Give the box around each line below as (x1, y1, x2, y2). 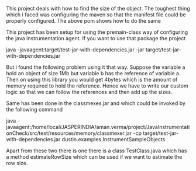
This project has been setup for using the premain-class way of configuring (6, 29, 188, 36)
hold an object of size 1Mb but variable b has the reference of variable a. (6, 70, 181, 76)
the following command (6, 106, 63, 113)
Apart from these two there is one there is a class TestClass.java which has (6, 147, 187, 154)
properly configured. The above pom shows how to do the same (6, 18, 161, 24)
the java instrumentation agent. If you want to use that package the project (6, 35, 186, 41)
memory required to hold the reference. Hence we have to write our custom (6, 82, 188, 89)
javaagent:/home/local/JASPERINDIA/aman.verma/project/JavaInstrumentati (6, 124, 190, 130)
